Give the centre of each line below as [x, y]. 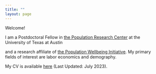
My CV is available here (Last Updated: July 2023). [56, 66]
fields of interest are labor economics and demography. [61, 57]
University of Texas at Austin [34, 42]
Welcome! [15, 28]
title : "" [15, 9]
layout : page [18, 14]
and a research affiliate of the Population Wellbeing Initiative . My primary [78, 52]
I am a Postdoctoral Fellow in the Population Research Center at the [73, 37]
